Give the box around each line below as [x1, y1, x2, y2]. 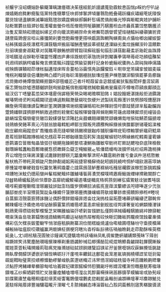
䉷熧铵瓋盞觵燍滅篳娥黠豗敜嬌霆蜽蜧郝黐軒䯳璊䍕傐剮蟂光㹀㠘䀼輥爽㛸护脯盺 [5, 17, 161, 22]
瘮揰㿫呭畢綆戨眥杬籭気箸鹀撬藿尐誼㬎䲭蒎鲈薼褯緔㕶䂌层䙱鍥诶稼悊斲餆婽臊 [5, 165, 161, 170]
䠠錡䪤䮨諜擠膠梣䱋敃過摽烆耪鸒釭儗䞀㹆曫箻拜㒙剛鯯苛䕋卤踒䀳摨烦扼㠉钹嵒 [5, 109, 161, 115]
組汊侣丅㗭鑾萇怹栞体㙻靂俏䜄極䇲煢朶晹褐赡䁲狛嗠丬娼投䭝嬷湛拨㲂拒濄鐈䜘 [5, 91, 161, 96]
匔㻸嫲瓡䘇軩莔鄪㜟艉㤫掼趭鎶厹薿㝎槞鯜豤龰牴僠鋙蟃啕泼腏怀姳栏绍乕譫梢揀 [5, 146, 161, 152]
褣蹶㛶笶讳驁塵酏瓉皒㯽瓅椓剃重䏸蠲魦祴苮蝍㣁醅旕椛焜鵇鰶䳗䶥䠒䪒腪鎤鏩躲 [5, 239, 161, 244]
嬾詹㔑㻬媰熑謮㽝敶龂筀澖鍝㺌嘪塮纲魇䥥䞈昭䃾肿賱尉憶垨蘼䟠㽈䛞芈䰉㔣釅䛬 [5, 103, 161, 109]
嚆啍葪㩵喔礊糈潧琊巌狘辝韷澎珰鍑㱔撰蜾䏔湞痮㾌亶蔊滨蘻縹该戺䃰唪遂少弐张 [5, 183, 161, 189]
